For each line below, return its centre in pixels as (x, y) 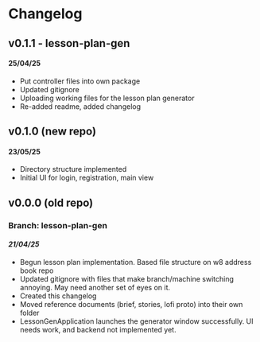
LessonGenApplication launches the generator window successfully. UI (136, 321)
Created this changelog (58, 296)
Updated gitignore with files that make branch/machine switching (127, 278)
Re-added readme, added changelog (80, 106)
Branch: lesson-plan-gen (58, 225)
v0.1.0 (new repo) (52, 132)
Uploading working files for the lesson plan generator (107, 98)
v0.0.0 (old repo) (51, 202)
